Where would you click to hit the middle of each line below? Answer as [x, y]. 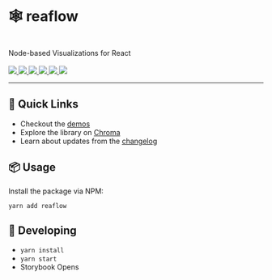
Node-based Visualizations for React [70, 53]
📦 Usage [32, 168]
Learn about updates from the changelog [89, 141]
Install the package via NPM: [56, 191]
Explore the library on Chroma [70, 132]
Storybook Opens [49, 267]
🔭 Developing [42, 230]
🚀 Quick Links [43, 104]
